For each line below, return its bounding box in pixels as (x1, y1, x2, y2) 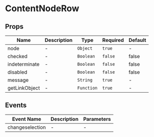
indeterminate (7, 61, 40, 67)
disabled (7, 69, 27, 76)
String (77, 78, 93, 83)
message (7, 77, 29, 83)
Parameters (83, 116, 111, 122)
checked (7, 53, 28, 59)
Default (128, 37, 146, 43)
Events (5, 101, 27, 110)
